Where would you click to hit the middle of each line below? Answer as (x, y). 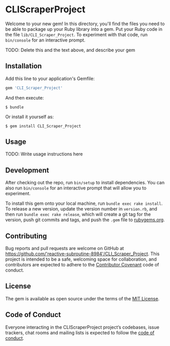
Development (27, 170)
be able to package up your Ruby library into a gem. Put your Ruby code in (84, 29)
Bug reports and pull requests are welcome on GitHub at (65, 248)
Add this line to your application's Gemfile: (50, 79)
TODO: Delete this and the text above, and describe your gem (70, 50)
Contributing (26, 236)
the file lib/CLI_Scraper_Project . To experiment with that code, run (76, 34)
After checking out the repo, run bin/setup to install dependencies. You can (85, 183)
